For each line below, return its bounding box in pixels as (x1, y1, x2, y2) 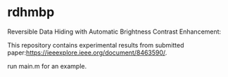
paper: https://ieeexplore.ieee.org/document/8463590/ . (7, 48, 167, 57)
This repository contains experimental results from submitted (7, 41, 184, 49)
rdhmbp (7, 4, 55, 20)
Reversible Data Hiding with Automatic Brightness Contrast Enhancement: (7, 27, 222, 36)
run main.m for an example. (7, 62, 87, 70)
